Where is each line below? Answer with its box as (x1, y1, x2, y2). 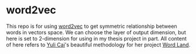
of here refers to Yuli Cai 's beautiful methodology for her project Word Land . (6, 41, 191, 48)
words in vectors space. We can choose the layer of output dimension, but (6, 28, 186, 35)
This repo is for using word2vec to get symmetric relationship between (6, 23, 177, 30)
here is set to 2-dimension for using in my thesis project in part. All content (6, 35, 187, 42)
